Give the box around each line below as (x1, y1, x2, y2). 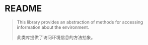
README (4, 3, 42, 14)
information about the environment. (16, 24, 89, 30)
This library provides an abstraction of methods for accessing (16, 19, 144, 25)
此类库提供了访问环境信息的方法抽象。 (16, 34, 95, 40)
